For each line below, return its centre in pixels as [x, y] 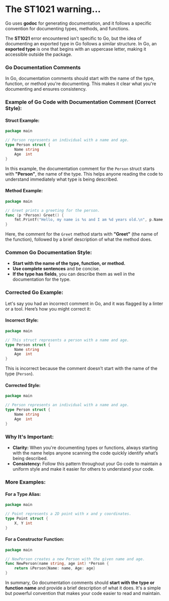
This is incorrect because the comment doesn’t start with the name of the [81, 368]
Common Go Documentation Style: [49, 253]
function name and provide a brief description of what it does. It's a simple [83, 588]
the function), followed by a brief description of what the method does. [79, 240]
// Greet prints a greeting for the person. [53, 210]
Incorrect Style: [22, 320]
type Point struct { [27, 518]
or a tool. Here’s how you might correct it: [48, 309]
